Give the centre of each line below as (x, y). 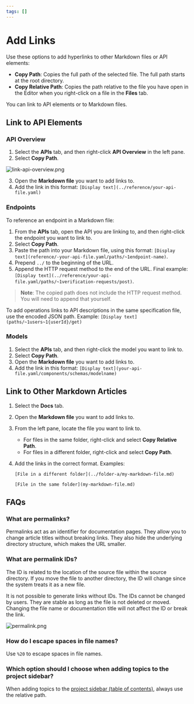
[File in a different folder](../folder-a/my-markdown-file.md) (94, 474)
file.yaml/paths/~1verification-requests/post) (73, 281)
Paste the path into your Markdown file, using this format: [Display (95, 250)
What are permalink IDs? (42, 559)
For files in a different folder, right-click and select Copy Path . (98, 452)
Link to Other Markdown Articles (67, 392)
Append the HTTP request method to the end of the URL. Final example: (101, 269)
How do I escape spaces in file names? (62, 641)
